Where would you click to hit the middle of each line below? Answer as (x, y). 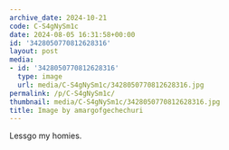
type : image (40, 77)
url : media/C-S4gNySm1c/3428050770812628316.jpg (111, 85)
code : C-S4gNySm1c (44, 26)
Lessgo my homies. (46, 136)
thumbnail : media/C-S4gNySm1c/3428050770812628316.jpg (115, 102)
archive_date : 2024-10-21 (58, 18)
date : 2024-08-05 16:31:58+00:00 (72, 34)
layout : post (34, 52)
